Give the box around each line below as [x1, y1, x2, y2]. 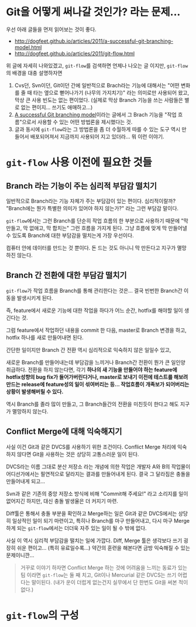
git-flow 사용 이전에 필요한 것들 [6, 156, 152, 169]
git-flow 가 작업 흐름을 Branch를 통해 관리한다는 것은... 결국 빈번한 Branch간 [6, 287, 183, 294]
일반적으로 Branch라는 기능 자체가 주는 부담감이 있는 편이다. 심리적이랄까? [6, 197, 176, 204]
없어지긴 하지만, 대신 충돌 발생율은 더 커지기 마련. [6, 497, 119, 504]
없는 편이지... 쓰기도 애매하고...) [20, 104, 93, 111]
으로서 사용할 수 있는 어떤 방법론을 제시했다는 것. [22, 118, 133, 125]
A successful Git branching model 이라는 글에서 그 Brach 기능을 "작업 [14, 111, 177, 118]
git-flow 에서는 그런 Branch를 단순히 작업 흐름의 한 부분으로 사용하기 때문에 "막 [6, 217, 188, 224]
